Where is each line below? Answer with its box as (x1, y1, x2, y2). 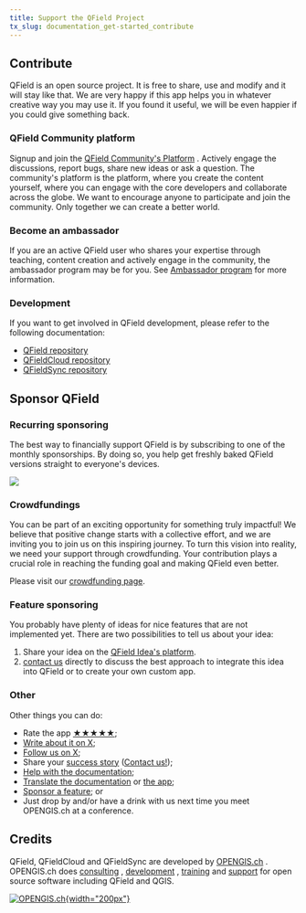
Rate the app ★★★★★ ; (22, 727, 118, 738)
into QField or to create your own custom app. (22, 666, 196, 677)
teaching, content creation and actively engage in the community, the (9, 254, 271, 265)
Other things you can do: (9, 709, 103, 720)
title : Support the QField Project (9, 13, 145, 23)
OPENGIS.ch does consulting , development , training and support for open (9, 865, 292, 876)
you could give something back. (9, 109, 130, 120)
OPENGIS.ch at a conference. (22, 805, 134, 816)
